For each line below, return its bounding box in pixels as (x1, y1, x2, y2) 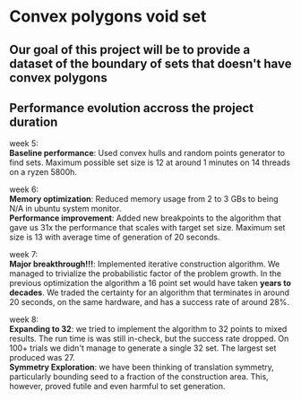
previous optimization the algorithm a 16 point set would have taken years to (9, 278, 291, 289)
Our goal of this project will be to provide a (9, 42, 251, 57)
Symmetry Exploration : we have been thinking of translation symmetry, (9, 361, 275, 373)
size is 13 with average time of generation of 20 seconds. (9, 231, 221, 243)
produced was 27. (9, 352, 75, 363)
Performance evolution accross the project (9, 100, 254, 116)
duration (9, 114, 58, 129)
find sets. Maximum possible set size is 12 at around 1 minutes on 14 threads (9, 157, 291, 168)
